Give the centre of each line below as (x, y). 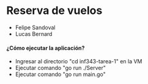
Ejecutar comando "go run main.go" (60, 74)
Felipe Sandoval (35, 27)
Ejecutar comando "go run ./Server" (60, 68)
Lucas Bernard (34, 33)
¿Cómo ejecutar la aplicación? (46, 48)
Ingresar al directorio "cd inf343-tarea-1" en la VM (79, 61)
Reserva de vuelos (54, 11)
